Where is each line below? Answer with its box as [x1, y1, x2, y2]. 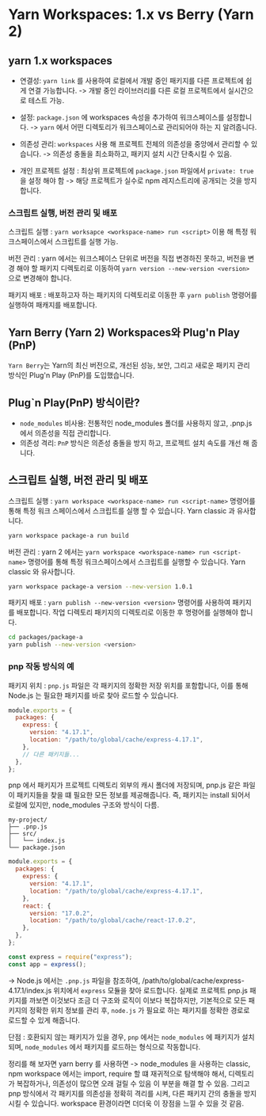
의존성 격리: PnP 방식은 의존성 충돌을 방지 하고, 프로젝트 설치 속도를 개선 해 [19, 438, 250, 448]
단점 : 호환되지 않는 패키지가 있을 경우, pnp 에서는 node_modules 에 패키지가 [8, 1032, 240, 1042]
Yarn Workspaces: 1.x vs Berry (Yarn [8, 6, 255, 24]
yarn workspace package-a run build [8, 531, 129, 539]
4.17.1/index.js [8, 985, 52, 995]
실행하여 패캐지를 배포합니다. [8, 300, 97, 310]
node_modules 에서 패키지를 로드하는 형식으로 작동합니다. [25, 1042, 201, 1051]
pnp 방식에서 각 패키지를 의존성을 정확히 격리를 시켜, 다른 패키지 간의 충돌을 [8, 1088, 243, 1098]
